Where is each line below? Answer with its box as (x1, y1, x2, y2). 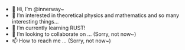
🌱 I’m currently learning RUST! (11, 24, 86, 31)
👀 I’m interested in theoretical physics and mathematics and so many (11, 12, 179, 19)
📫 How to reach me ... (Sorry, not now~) (11, 37, 111, 44)
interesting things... (11, 18, 59, 25)
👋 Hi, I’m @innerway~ (11, 6, 64, 12)
